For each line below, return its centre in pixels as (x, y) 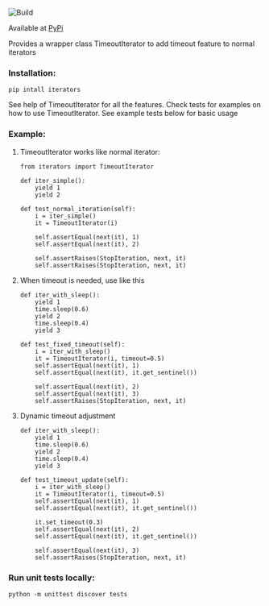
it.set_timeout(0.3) (69, 522)
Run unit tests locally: (52, 578)
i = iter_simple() (66, 216)
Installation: (32, 73)
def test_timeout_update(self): (74, 479)
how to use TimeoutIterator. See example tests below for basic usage (123, 114)
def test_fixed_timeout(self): (72, 344)
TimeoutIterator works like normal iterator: (90, 151)
